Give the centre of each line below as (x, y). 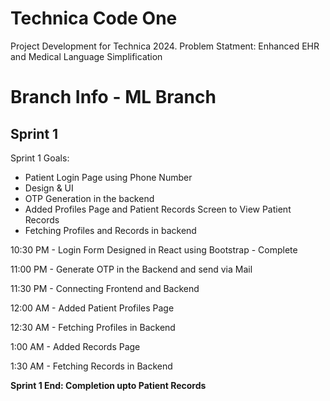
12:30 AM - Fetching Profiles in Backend (93, 327)
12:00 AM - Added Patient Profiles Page (92, 308)
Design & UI (49, 188)
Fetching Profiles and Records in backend (110, 230)
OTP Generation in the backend (89, 198)
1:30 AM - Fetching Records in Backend (91, 366)
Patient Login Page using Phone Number (108, 177)
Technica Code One (94, 18)
